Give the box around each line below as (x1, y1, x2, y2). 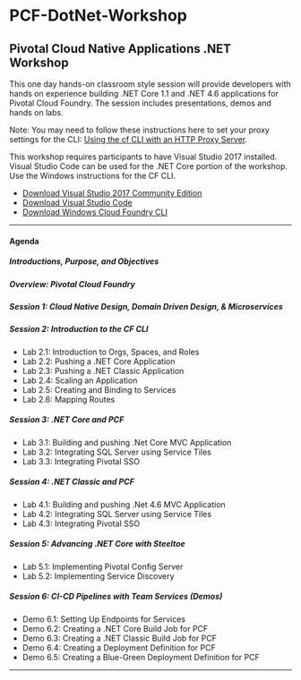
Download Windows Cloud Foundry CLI (21, 207, 168, 217)
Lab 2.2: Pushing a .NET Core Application (21, 355, 176, 367)
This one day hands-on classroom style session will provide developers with (9, 79, 291, 89)
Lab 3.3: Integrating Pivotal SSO (21, 455, 141, 466)
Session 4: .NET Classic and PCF (9, 476, 134, 488)
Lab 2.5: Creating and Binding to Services (21, 384, 176, 395)
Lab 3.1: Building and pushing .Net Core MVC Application (21, 437, 232, 447)
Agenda (9, 235, 39, 246)
